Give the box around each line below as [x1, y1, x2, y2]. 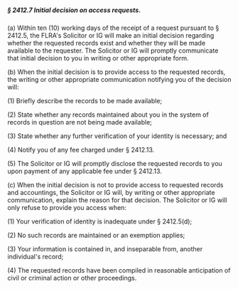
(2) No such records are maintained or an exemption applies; [7, 231, 185, 239]
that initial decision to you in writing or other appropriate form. [7, 53, 189, 62]
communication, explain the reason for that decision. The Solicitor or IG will [7, 196, 227, 204]
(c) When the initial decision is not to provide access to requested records [7, 180, 224, 189]
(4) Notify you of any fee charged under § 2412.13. [7, 145, 155, 154]
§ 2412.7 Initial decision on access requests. [7, 6, 141, 14]
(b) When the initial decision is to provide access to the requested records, [7, 68, 226, 76]
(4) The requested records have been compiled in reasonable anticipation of [7, 266, 231, 274]
